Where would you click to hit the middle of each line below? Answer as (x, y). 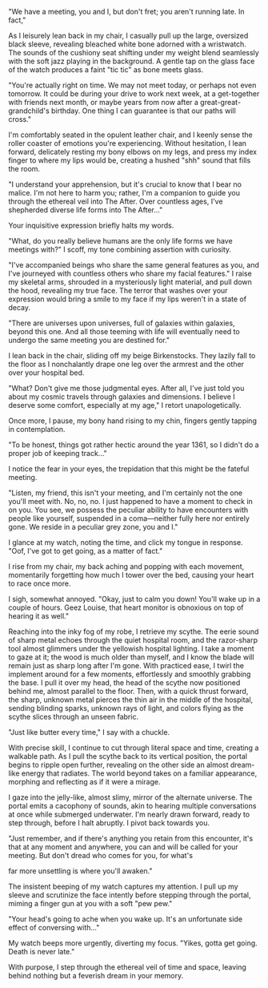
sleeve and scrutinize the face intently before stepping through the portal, (130, 895)
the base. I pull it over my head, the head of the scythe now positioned (124, 683)
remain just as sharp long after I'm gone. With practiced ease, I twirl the (126, 665)
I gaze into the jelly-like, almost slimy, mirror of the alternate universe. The (130, 797)
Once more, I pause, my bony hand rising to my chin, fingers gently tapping (133, 421)
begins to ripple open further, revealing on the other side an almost (119, 765)
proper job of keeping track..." (58, 453)
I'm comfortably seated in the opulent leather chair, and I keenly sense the (131, 135)
